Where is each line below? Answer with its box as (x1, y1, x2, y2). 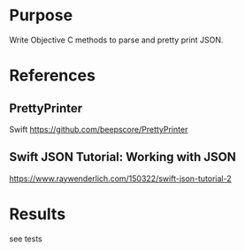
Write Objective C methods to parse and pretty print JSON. (9, 34, 224, 45)
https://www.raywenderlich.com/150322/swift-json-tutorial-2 (9, 173, 232, 184)
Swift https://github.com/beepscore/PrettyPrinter (9, 124, 188, 134)
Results (9, 204, 66, 224)
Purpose (9, 5, 73, 26)
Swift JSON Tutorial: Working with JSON (9, 149, 237, 164)
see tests (9, 233, 42, 244)
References (9, 65, 96, 86)
